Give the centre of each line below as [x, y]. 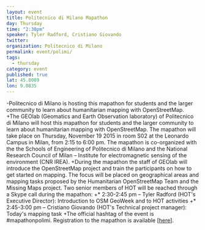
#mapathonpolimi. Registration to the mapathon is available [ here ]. [90, 220]
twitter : [17, 40]
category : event [27, 69]
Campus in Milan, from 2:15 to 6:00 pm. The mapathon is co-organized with [102, 142]
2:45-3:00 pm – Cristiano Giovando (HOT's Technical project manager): [97, 207]
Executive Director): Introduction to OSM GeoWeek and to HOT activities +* [101, 201]
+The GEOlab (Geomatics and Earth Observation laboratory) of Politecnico [100, 116]
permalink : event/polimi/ [39, 52]
